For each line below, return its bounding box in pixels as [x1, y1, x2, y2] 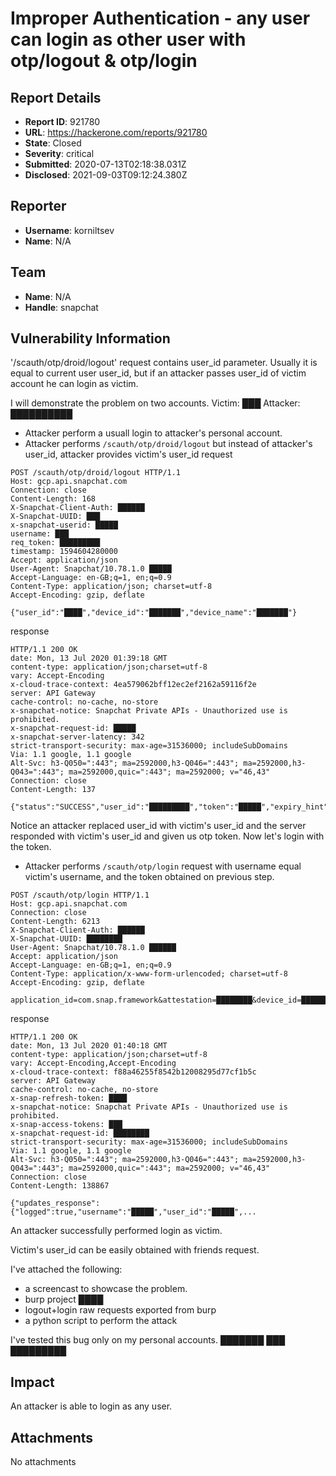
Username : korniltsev [24, 224, 115, 236]
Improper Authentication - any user [10, 7, 311, 30]
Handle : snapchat [24, 301, 99, 313]
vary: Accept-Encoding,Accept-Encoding [10, 1058, 177, 1069]
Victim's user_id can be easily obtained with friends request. [10, 1244, 260, 1256]
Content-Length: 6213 [10, 917, 101, 927]
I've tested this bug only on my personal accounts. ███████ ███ [10, 1334, 286, 1346]
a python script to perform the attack [24, 1315, 178, 1327]
